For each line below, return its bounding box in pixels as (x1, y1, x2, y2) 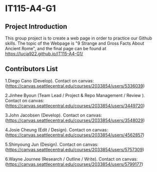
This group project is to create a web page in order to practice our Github (5, 35, 153, 41)
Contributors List (5, 65, 58, 73)
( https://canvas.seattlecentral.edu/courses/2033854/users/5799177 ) (5, 161, 143, 167)
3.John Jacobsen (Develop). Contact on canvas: (5, 112, 102, 118)
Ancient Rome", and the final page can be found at (5, 46, 106, 51)
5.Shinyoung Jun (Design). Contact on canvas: (5, 141, 98, 147)
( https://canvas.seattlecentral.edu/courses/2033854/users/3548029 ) (5, 117, 145, 123)
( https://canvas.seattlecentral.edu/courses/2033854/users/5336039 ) (5, 83, 145, 89)
